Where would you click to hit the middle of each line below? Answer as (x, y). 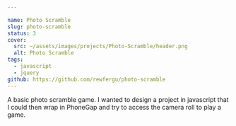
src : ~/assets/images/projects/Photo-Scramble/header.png (101, 47)
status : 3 (22, 33)
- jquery (26, 73)
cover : (17, 40)
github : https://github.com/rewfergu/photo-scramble (87, 79)
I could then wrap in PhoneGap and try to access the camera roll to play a (114, 107)
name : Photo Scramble (39, 20)
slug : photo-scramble (39, 27)
